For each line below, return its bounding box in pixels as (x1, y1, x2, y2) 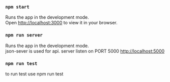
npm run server (5, 32, 43, 38)
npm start (5, 4, 30, 10)
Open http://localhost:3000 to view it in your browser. (5, 20, 118, 26)
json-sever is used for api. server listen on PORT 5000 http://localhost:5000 (5, 48, 165, 54)
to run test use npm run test (5, 70, 64, 77)
